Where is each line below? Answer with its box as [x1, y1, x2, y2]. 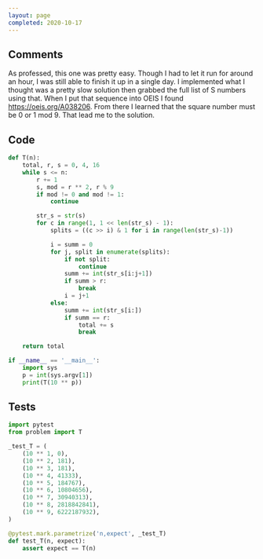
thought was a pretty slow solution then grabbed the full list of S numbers [8, 86, 246, 95]
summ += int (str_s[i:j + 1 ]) [64, 270, 153, 278]
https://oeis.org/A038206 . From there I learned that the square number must [8, 102, 255, 111]
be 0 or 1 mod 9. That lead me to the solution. [8, 111, 155, 120]
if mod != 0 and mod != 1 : [36, 190, 125, 199]
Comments [8, 48, 64, 61]
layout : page [8, 11, 51, 20]
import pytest [8, 421, 55, 429]
